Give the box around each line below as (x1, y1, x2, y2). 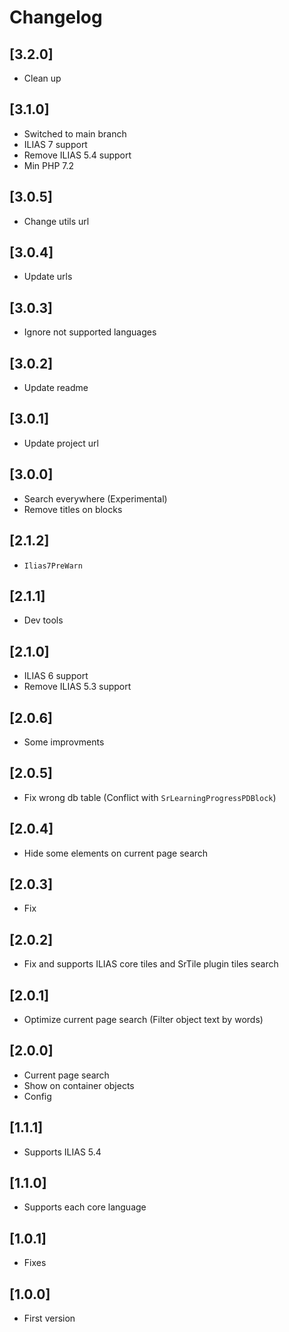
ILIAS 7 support (23, 138, 88, 150)
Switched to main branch (23, 127, 127, 140)
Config (23, 1090, 52, 1102)
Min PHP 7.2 (23, 159, 75, 171)
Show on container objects (23, 1079, 135, 1091)
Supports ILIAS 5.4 (23, 1146, 102, 1158)
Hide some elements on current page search (23, 847, 209, 859)
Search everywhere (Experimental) (23, 492, 168, 505)
